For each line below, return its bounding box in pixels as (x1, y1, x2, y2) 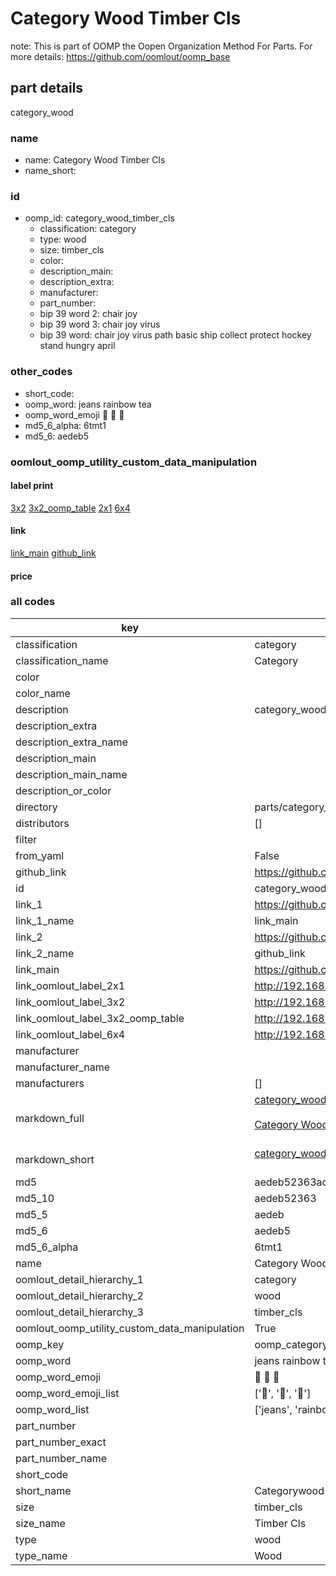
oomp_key (15, 1337, 65, 1351)
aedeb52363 (254, 1191, 317, 1205)
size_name (15, 1516, 66, 1530)
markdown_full (15, 1111, 85, 1125)
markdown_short (15, 1152, 95, 1166)
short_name (15, 1483, 72, 1497)
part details (10, 80, 84, 97)
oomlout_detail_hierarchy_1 (15, 1272, 144, 1286)
